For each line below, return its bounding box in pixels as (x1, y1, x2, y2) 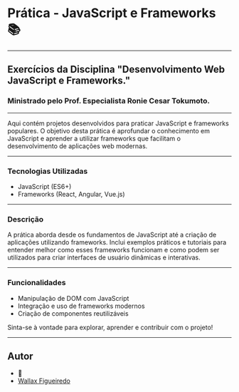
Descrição (7, 214, 44, 224)
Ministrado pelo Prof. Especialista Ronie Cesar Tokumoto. (7, 96, 210, 106)
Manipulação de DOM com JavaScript (17, 294, 129, 302)
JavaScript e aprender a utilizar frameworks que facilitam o (7, 134, 181, 143)
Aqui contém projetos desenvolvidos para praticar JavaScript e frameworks (7, 119, 229, 128)
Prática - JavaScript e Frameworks (7, 5, 216, 21)
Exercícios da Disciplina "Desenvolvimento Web (7, 63, 225, 76)
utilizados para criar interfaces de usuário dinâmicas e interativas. (7, 253, 201, 262)
